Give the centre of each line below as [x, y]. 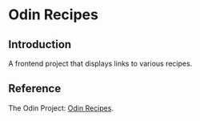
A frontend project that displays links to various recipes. [100, 63]
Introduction [40, 44]
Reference [35, 89]
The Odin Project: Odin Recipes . [61, 108]
